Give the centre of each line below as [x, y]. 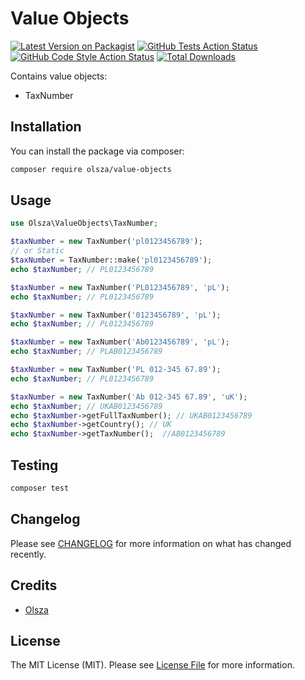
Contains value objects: [59, 76]
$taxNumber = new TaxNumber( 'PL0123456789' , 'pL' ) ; [120, 287]
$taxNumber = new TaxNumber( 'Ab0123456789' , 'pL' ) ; [120, 342]
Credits [34, 585]
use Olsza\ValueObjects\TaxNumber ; [84, 223]
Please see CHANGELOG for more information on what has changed [151, 543]
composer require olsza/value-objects [91, 169]
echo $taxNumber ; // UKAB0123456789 [86, 406]
